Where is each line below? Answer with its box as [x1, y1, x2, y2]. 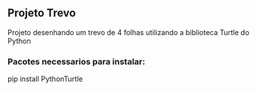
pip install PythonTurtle [7, 74, 83, 84]
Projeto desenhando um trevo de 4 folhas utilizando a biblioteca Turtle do [7, 27, 250, 37]
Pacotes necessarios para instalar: [7, 56, 146, 67]
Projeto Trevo [7, 6, 77, 20]
